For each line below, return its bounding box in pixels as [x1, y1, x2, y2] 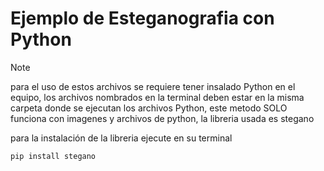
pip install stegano [10, 151, 97, 161]
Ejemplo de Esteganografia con [10, 7, 275, 30]
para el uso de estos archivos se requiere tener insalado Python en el [10, 80, 296, 92]
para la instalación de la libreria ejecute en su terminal [10, 132, 233, 144]
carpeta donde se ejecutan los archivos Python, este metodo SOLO [10, 102, 288, 114]
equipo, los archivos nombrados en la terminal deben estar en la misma [10, 91, 305, 103]
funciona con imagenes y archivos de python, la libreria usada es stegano [10, 112, 315, 124]
